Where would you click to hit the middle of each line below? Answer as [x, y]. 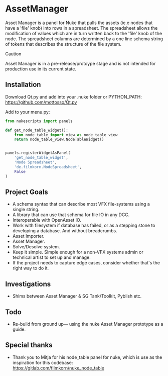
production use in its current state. [41, 69]
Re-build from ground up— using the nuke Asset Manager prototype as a [88, 324]
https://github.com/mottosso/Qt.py [41, 102]
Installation [23, 85]
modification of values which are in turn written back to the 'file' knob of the [83, 33]
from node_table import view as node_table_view [66, 135]
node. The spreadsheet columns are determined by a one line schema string [84, 39]
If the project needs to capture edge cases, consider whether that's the [86, 263]
